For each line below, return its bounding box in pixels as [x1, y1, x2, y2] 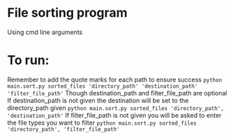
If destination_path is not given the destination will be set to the [7, 96, 189, 104]
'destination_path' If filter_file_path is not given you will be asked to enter [7, 111, 222, 119]
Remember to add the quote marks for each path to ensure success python [7, 75, 223, 84]
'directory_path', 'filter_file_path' [7, 125, 120, 133]
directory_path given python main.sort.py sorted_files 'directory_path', [7, 103, 225, 112]
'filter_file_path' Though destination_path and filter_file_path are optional [7, 88, 227, 97]
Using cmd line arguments [7, 28, 83, 36]
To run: [7, 52, 50, 68]
